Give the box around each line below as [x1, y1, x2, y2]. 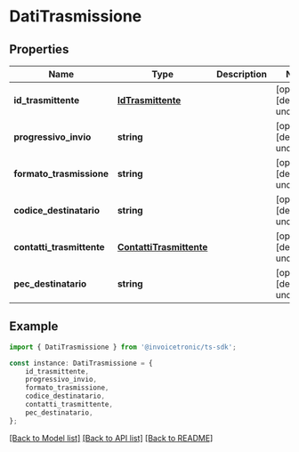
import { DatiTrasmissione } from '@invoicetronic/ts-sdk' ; [9, 343, 238, 351]
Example [9, 319, 59, 335]
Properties [9, 42, 69, 57]
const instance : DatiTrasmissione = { [9, 359, 153, 367]
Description [216, 69, 267, 80]
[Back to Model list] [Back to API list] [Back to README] [9, 432, 214, 443]
